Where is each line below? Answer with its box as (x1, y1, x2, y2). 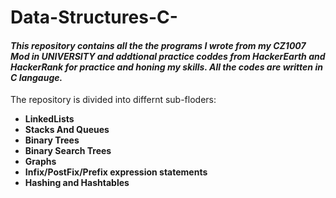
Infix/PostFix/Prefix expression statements (24, 166, 208, 178)
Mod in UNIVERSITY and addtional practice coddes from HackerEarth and (10, 50, 326, 62)
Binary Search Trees (24, 145, 112, 157)
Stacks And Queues (24, 124, 110, 136)
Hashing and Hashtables (24, 177, 130, 189)
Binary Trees (24, 134, 80, 146)
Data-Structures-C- (10, 6, 178, 29)
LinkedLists (24, 113, 75, 125)
